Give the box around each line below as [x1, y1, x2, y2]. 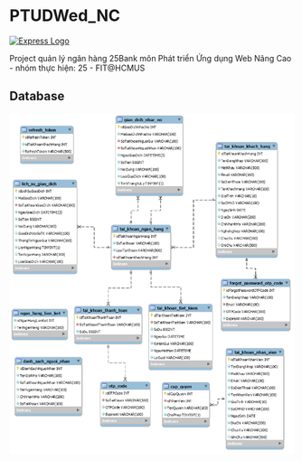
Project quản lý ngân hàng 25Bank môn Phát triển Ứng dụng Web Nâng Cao [9, 52, 292, 63]
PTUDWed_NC [9, 5, 120, 26]
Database [9, 89, 65, 104]
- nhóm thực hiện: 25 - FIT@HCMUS [9, 62, 146, 73]
